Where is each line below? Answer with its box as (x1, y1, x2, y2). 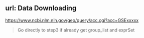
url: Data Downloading (5, 4, 77, 12)
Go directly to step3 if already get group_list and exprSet (17, 27, 135, 33)
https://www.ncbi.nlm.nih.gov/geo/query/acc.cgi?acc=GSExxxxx (5, 17, 139, 23)
